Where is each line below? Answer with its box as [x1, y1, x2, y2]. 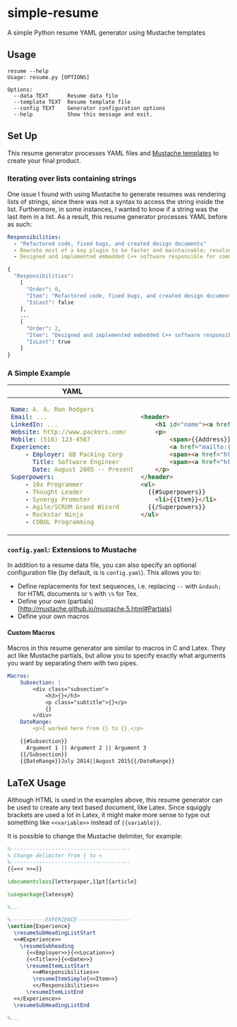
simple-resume [7, 5, 99, 21]
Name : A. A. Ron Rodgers [11, 405, 95, 413]
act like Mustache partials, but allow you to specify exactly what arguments [7, 651, 226, 660]
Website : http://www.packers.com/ [11, 427, 127, 436]
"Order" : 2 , [25, 325, 61, 333]
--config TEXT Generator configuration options [13, 105, 166, 112]
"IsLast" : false [25, 299, 74, 306]
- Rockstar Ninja [25, 510, 83, 518]
